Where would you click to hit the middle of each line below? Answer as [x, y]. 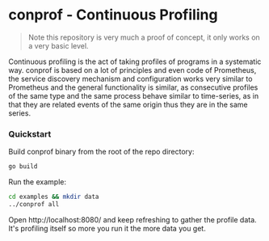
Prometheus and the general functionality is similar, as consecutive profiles [133, 87]
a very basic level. [58, 45]
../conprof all [34, 204]
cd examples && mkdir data [54, 197]
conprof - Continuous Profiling [113, 15]
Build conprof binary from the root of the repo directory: [101, 152]
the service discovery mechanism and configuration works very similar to [130, 78]
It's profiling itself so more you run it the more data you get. [107, 228]
